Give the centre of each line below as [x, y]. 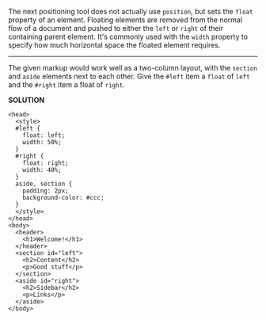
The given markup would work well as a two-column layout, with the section [133, 68]
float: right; [46, 163]
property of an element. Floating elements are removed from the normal [125, 20]
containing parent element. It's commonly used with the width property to [128, 36]
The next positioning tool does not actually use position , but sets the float [131, 11]
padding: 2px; [46, 191]
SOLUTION [27, 100]
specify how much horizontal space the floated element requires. [114, 45]
